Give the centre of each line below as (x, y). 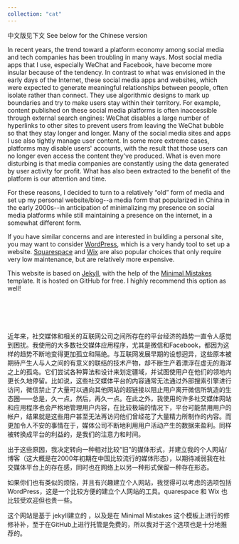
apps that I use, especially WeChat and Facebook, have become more (110, 64)
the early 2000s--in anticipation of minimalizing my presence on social (111, 207)
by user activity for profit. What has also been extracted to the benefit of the (119, 171)
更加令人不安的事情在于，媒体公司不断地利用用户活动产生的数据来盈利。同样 (119, 425)
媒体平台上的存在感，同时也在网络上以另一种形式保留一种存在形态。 (113, 468)
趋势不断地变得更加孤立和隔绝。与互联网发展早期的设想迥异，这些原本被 (126, 354)
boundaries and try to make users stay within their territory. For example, (114, 102)
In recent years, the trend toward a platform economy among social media (116, 49)
